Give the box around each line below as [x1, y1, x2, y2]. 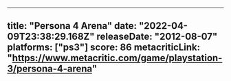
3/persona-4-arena [7, 63, 93, 75]
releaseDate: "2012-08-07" [96, 31, 218, 43]
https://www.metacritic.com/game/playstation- [12, 52, 223, 64]
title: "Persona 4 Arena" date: [7, 20, 137, 32]
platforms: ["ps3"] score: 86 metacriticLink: [7, 42, 201, 54]
